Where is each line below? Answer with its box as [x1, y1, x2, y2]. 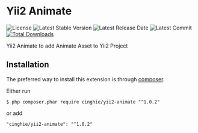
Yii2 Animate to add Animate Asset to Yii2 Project [6, 42, 128, 49]
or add [6, 110, 23, 117]
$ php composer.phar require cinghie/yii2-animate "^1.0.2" [6, 99, 161, 105]
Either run [6, 87, 31, 94]
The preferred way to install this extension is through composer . [6, 75, 165, 82]
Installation [6, 60, 49, 70]
